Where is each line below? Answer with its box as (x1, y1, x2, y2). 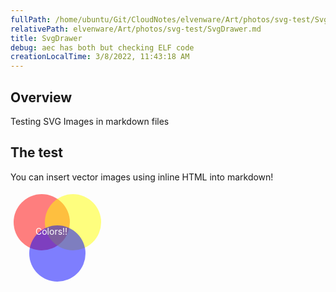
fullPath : (10, 14, 52, 25)
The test (10, 144, 64, 161)
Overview (10, 89, 73, 106)
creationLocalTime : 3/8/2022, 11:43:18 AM (10, 52, 190, 62)
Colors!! (35, 225, 68, 237)
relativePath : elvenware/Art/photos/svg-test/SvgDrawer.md (10, 24, 262, 34)
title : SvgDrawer (10, 33, 83, 43)
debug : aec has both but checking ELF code (10, 42, 195, 53)
